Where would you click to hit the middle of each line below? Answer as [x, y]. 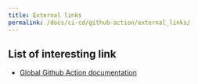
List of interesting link [62, 54]
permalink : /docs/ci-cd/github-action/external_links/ [99, 23]
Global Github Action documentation [78, 73]
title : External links [45, 15]
